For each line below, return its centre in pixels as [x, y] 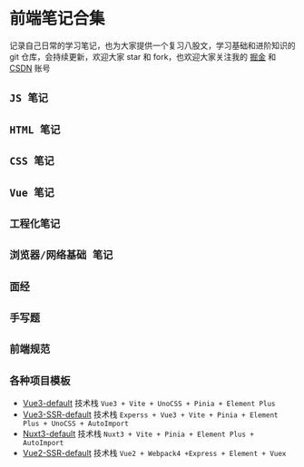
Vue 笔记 [32, 193]
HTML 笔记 [35, 130]
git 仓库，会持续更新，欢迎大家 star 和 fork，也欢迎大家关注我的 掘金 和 [143, 56]
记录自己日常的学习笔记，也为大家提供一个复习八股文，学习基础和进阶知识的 [152, 45]
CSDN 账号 [30, 68]
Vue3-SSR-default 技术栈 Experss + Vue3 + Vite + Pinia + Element [150, 414]
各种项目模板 [40, 380]
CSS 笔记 [32, 161]
